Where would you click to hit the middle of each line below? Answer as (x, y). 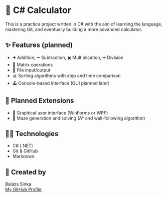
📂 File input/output (31, 70)
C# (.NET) (23, 146)
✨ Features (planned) (39, 45)
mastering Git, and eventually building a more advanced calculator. (74, 29)
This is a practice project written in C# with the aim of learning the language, (84, 24)
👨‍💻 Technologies (32, 134)
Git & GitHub (25, 151)
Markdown (23, 156)
